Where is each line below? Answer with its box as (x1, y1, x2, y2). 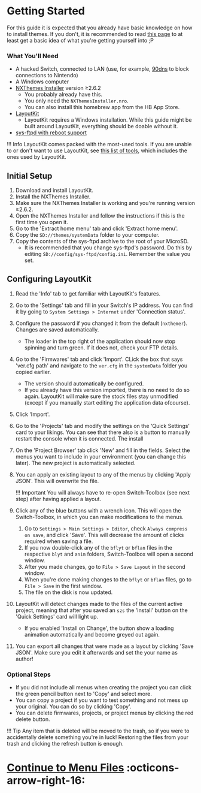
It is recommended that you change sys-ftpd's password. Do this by (24, 244, 192, 251)
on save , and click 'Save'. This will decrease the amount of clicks (24, 531, 184, 538)
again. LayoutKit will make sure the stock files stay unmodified (24, 393, 178, 400)
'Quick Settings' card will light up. (15, 613, 99, 620)
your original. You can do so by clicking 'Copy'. (15, 703, 132, 710)
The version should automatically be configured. (24, 379, 144, 387)
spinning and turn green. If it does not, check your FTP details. (24, 343, 179, 351)
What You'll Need (7, 52, 59, 60)
